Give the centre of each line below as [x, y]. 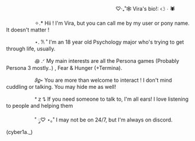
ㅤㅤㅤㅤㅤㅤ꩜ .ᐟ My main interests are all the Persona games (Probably [93, 61]
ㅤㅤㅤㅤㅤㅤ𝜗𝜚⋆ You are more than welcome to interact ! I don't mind [89, 80]
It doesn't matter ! [28, 30]
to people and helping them [40, 106]
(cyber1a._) [19, 132]
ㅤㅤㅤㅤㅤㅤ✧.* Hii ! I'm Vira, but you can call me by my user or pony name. [98, 23]
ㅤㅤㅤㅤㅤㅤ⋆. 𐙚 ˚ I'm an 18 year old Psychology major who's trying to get [95, 42]
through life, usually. [31, 49]
